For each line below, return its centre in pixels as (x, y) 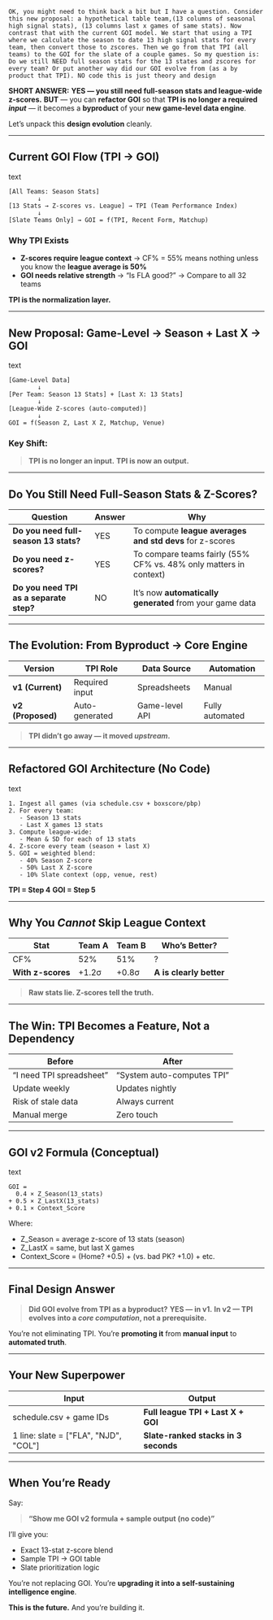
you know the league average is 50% (83, 267)
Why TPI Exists (39, 240)
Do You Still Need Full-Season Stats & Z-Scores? (133, 494)
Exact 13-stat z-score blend (67, 1550)
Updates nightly (147, 1088)
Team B (131, 946)
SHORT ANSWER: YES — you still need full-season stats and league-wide (135, 91)
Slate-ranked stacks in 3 (193, 1435)
